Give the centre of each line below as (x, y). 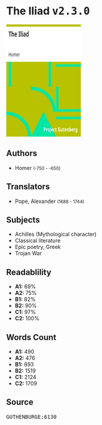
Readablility (29, 272)
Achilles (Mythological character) (55, 234)
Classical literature (38, 241)
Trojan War (28, 253)
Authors (22, 154)
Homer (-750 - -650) (38, 168)
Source (20, 402)
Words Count (31, 337)
